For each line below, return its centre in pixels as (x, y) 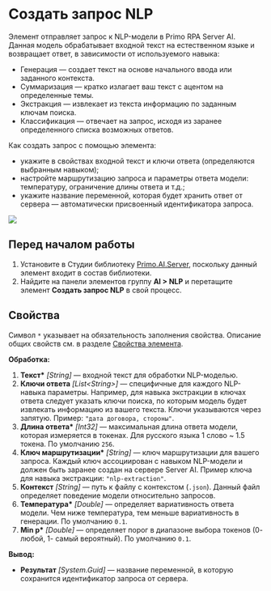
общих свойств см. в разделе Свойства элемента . (96, 343)
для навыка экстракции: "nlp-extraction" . (93, 478)
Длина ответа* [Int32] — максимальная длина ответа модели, (129, 427)
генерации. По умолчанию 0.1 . (74, 521)
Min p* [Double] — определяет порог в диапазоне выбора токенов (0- (141, 529)
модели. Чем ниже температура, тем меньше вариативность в (129, 512)
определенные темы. (57, 95)
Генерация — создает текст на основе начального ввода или (126, 69)
